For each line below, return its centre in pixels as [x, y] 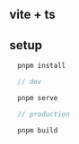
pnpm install [42, 66]
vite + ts [32, 15]
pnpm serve [38, 97]
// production [44, 114]
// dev [30, 82]
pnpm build [38, 130]
